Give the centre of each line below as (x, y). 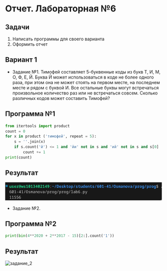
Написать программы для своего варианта (58, 39)
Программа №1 (30, 114)
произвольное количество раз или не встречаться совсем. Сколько (85, 93)
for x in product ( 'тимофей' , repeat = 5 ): (51, 136)
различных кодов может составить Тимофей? (61, 98)
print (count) (19, 157)
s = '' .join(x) (30, 142)
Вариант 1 (21, 60)
